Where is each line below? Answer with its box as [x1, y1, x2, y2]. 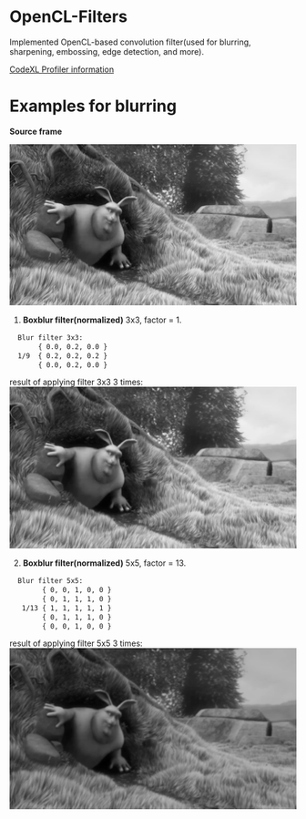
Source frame [9, 126, 63, 137]
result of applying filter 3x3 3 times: [9, 376, 144, 388]
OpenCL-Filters [9, 6, 127, 27]
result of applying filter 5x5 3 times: [9, 638, 143, 649]
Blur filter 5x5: [17, 576, 84, 585]
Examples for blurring [9, 96, 178, 117]
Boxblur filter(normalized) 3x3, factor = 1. [22, 314, 182, 325]
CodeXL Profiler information [9, 64, 115, 75]
